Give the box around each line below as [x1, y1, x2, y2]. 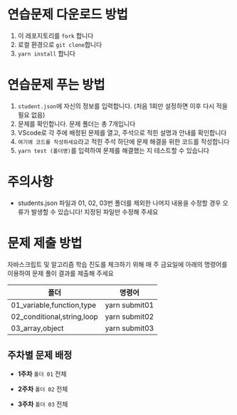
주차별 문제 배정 [7, 350, 73, 362]
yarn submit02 [105, 311, 154, 321]
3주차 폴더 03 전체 [17, 399, 68, 408]
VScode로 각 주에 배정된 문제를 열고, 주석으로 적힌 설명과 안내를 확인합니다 [17, 128, 227, 137]
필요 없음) [17, 110, 46, 119]
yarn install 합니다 [17, 49, 76, 58]
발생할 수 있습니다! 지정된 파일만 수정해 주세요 [31, 207, 159, 216]
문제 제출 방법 [7, 236, 83, 251]
